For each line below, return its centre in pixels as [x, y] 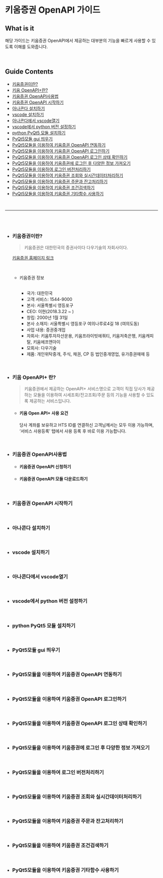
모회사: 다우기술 [41, 348]
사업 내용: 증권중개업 [46, 330]
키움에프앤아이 [47, 342]
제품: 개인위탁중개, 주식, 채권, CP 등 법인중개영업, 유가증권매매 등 [88, 354]
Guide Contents [29, 72]
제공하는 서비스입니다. [50, 401]
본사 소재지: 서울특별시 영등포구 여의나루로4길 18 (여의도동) [83, 324]
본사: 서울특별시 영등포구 [50, 305]
